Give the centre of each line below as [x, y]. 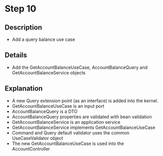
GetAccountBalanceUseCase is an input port [58, 106]
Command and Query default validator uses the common [71, 133]
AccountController [31, 148]
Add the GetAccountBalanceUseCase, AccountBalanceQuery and [80, 67]
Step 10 [21, 9]
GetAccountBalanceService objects [49, 72]
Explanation [24, 89]
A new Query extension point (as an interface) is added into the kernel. [85, 101]
